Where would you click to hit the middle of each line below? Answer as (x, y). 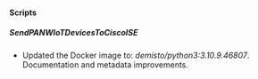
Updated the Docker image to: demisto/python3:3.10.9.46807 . (136, 55)
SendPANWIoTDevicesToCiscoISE (74, 33)
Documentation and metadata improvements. (105, 64)
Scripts (23, 12)
